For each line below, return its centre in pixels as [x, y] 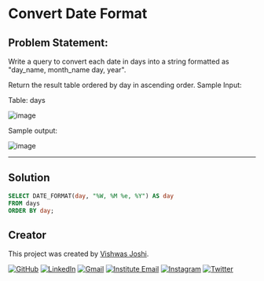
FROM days [24, 203]
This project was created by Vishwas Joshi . [79, 254]
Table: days [27, 100]
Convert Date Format [78, 14]
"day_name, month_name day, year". [67, 70]
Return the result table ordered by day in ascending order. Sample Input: [125, 85]
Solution [29, 178]
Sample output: [33, 131]
